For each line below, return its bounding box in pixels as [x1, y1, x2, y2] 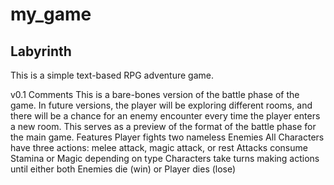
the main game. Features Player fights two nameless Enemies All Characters [10, 131, 325, 143]
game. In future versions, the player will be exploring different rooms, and [10, 99, 313, 111]
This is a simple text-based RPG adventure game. [10, 69, 215, 81]
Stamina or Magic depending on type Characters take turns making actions [10, 153, 320, 164]
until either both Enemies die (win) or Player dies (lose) [10, 163, 237, 175]
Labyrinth [10, 43, 72, 60]
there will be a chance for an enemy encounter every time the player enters [10, 110, 321, 122]
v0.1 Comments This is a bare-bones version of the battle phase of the [10, 89, 300, 100]
